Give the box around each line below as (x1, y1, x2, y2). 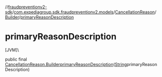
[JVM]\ (5, 47, 19, 52)
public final (5, 56, 28, 62)
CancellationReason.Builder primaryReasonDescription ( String (5, 61, 127, 67)
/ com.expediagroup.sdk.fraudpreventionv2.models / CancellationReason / (12, 9, 157, 15)
